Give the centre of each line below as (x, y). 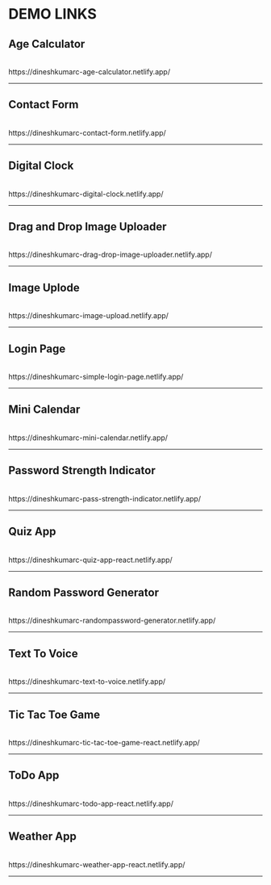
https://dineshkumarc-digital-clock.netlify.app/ (86, 194)
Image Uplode (44, 287)
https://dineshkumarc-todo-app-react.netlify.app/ (91, 803)
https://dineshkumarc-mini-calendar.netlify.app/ (88, 438)
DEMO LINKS (52, 14)
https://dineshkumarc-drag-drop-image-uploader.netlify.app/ (110, 254)
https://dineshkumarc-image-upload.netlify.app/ (89, 316)
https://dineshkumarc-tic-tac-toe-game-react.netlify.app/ (104, 742)
